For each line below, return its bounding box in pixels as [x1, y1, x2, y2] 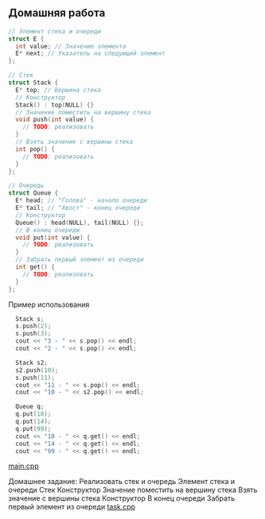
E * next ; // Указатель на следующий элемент [15, 49, 166, 58]
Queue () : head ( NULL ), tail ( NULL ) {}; [15, 219, 145, 227]
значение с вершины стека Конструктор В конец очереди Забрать [8, 494, 236, 503]
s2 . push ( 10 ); [15, 366, 59, 374]
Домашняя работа [8, 6, 106, 20]
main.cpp [8, 461, 39, 471]
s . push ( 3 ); [15, 330, 52, 338]
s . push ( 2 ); [15, 322, 52, 331]
